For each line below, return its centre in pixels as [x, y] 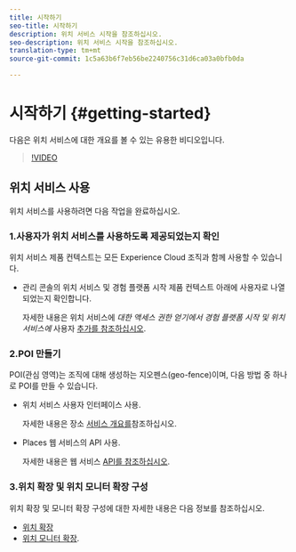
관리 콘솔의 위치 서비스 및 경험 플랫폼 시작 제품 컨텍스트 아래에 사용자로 [145, 288]
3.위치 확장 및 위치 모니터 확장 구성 [79, 487]
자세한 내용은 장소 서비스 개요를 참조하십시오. [100, 424]
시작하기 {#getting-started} [110, 114]
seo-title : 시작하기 [44, 26]
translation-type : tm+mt [55, 51]
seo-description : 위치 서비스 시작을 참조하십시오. [94, 42]
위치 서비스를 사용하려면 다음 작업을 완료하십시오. [95, 211]
